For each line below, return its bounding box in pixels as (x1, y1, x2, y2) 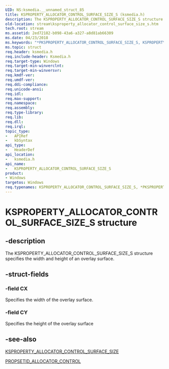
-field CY (5, 309, 28, 316)
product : (5, 171, 24, 176)
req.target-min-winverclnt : (5, 63, 64, 68)
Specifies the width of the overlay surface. (5, 297, 94, 303)
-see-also (5, 335, 37, 344)
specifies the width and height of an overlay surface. (5, 256, 115, 262)
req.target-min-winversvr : (5, 68, 62, 73)
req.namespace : (5, 101, 37, 106)
